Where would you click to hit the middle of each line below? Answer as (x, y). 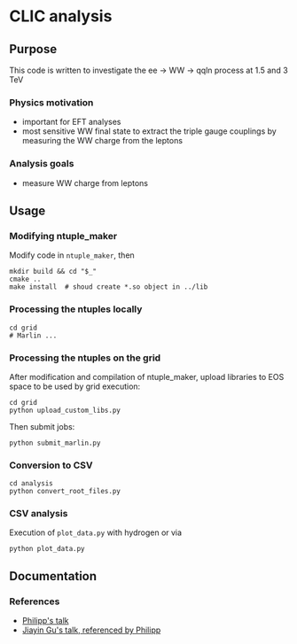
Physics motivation (51, 102)
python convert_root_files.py (65, 492)
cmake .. (25, 279)
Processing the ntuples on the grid (85, 358)
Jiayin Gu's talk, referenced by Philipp (91, 630)
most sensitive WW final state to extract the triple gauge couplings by (149, 131)
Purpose (33, 49)
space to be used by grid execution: (75, 386)
